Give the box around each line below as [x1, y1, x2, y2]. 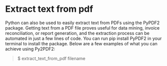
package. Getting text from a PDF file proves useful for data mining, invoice [5, 25, 160, 31]
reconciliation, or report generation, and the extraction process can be [5, 30, 150, 36]
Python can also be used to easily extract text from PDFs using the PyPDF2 [5, 20, 160, 26]
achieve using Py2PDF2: [5, 46, 56, 52]
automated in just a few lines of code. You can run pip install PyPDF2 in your [5, 35, 162, 41]
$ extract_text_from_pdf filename [17, 55, 86, 61]
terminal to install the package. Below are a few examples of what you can [5, 40, 158, 46]
